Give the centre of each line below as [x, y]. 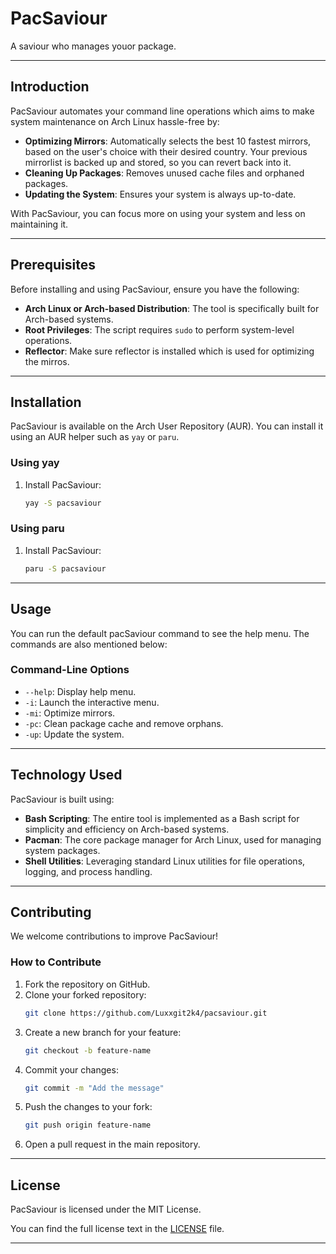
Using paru [37, 529]
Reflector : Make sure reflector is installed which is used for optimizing [169, 351]
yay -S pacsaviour [63, 503]
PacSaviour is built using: [62, 799]
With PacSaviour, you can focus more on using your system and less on [158, 213]
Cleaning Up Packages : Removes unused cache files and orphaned [164, 173]
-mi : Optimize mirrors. [70, 713]
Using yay [35, 463]
